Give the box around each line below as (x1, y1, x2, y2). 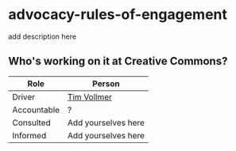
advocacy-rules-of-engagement (8, 6, 228, 24)
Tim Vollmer (67, 91, 113, 102)
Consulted (12, 117, 51, 128)
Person (92, 77, 121, 89)
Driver (12, 91, 36, 102)
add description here (8, 32, 77, 41)
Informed (12, 130, 47, 141)
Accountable (12, 104, 60, 115)
